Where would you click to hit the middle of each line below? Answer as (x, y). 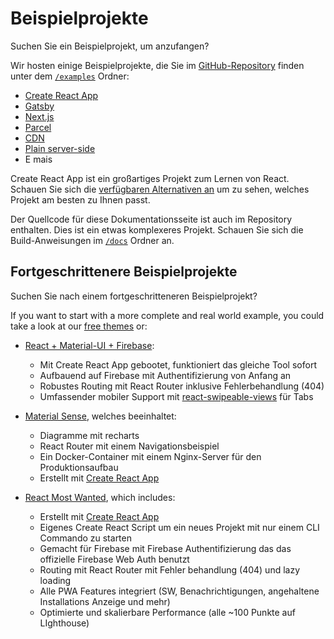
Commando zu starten (85, 538)
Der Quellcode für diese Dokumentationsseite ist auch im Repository (151, 219)
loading (55, 580)
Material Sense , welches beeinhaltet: (100, 416)
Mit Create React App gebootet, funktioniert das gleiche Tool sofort (178, 364)
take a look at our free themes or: (79, 326)
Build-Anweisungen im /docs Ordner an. (92, 240)
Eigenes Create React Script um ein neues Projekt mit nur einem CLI (179, 527)
